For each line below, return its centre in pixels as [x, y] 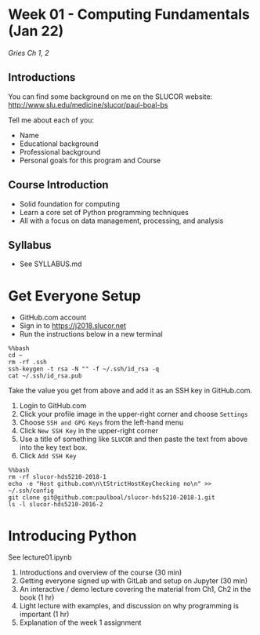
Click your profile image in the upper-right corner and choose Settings [134, 414]
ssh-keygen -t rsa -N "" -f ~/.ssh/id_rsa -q [83, 369]
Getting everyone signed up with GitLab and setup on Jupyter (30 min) [134, 581]
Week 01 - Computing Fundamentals [129, 15]
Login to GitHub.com [53, 406]
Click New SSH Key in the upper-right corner [89, 431]
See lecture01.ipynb [40, 557]
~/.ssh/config [31, 491]
